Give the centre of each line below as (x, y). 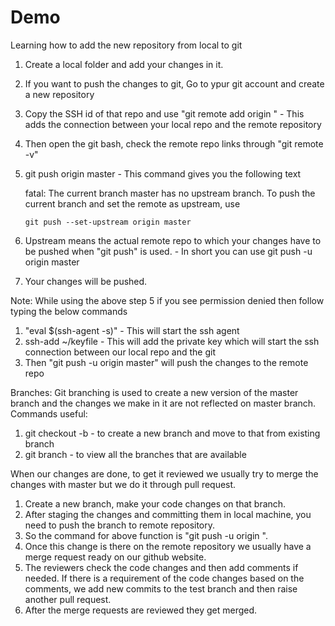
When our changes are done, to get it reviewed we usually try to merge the (164, 473)
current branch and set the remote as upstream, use (132, 203)
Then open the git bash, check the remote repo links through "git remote (174, 143)
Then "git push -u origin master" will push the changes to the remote (166, 362)
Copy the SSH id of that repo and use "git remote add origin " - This (164, 113)
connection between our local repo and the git (120, 352)
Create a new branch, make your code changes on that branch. (155, 503)
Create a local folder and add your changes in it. (124, 64)
